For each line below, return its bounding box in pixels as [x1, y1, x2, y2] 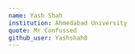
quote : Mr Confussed [8, 26, 78, 34]
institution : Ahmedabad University [8, 19, 128, 27]
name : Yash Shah [8, 11, 63, 20]
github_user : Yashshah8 [8, 33, 88, 42]
